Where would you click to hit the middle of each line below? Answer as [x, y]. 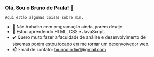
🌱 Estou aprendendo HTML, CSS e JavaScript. [59, 32]
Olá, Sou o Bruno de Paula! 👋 [39, 8]
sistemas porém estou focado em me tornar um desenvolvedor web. [81, 44]
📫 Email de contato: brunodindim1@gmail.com [59, 50]
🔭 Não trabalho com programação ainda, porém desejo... [69, 27]
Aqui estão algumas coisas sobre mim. [44, 18]
